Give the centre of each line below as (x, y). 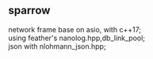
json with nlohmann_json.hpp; (57, 46)
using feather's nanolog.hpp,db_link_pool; (76, 38)
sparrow (29, 11)
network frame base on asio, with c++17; (75, 29)
